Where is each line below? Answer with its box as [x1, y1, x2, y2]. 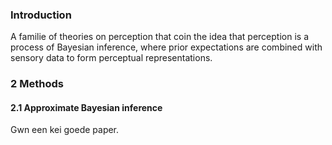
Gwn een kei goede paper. [10, 124, 120, 136]
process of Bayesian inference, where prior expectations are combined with [10, 41, 323, 53]
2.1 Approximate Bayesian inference [10, 101, 163, 113]
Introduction [10, 8, 72, 22]
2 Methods [10, 77, 64, 91]
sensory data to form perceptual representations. [10, 52, 213, 64]
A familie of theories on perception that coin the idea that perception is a [10, 31, 309, 43]
